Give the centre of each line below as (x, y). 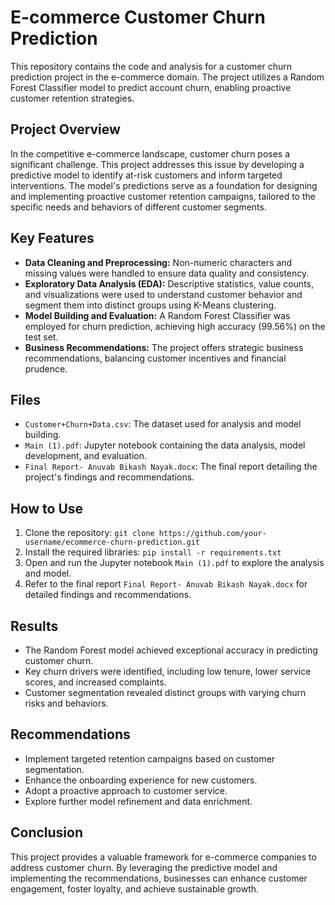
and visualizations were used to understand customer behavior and (163, 294)
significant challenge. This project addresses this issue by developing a (157, 164)
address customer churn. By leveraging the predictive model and (144, 867)
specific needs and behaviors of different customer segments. (138, 207)
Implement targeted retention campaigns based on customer (150, 758)
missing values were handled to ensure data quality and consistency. (167, 273)
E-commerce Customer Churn (138, 17)
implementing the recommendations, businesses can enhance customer (159, 878)
